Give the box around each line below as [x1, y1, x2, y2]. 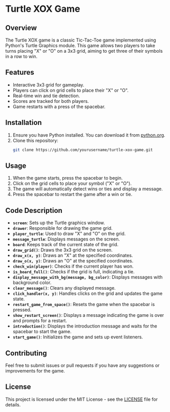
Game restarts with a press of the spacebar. [12, 103, 106, 110]
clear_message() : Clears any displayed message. [12, 285, 116, 291]
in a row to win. [5, 53, 37, 59]
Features [5, 68, 34, 77]
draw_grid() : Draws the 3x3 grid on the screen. [12, 247, 113, 253]
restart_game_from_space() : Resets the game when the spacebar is [12, 301, 155, 308]
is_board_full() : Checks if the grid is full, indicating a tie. [12, 269, 135, 275]
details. [5, 401, 21, 407]
